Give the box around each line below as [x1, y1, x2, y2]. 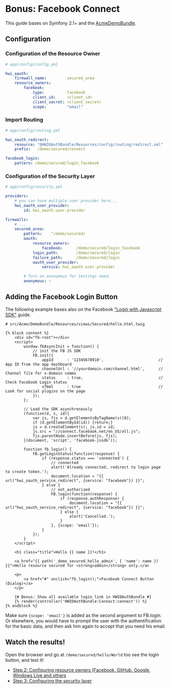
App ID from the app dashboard [5, 361, 72, 367]
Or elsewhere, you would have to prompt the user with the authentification [5, 617, 162, 624]
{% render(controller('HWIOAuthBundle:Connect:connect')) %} [14, 599, 147, 604]
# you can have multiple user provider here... [14, 198, 117, 203]
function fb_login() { [23, 447, 72, 452]
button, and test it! [5, 657, 44, 663]
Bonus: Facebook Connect [5, 3, 120, 15]
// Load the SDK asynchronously [23, 406, 93, 411]
